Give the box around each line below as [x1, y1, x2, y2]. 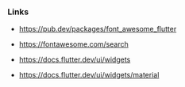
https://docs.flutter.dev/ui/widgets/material [18, 70, 160, 80]
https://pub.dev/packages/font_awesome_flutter [18, 25, 177, 34]
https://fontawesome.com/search [18, 40, 129, 49]
